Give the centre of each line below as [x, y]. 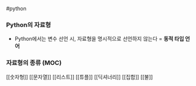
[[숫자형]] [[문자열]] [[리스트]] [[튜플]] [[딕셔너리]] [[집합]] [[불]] [79, 77]
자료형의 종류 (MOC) [34, 63]
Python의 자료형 [29, 25]
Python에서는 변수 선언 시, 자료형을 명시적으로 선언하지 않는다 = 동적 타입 [99, 39]
